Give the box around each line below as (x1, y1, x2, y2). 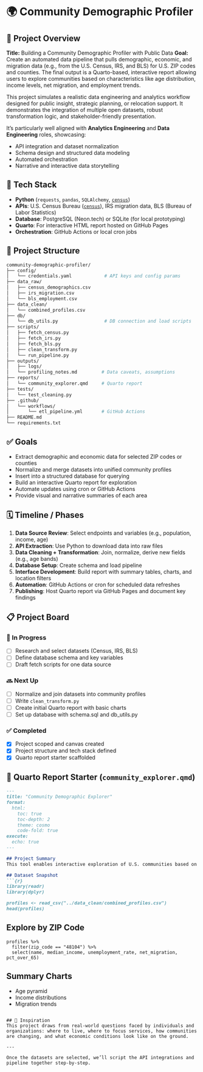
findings (15, 594, 36, 601)
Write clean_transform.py (15, 697, 80, 704)
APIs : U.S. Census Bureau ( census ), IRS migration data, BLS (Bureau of (15, 202, 192, 210)
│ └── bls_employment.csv (6, 295, 78, 301)
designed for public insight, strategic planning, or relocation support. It (6, 100, 184, 107)
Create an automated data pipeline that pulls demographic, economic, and (6, 56, 193, 63)
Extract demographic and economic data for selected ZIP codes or (15, 453, 182, 460)
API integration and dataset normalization (15, 143, 119, 149)
